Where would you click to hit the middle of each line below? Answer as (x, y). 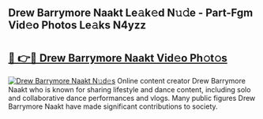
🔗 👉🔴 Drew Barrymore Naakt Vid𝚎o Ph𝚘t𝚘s (118, 58)
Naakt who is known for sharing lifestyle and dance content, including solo (130, 89)
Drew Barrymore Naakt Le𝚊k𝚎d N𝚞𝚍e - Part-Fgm (131, 13)
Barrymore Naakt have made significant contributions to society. (113, 106)
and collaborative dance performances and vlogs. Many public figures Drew (132, 98)
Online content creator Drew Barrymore (182, 81)
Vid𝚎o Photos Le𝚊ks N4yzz (77, 26)
